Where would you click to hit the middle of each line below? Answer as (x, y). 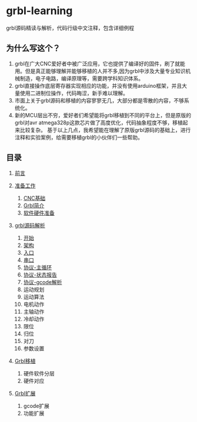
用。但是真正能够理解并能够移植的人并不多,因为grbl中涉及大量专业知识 (100, 71)
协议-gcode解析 (43, 282)
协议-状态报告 (40, 275)
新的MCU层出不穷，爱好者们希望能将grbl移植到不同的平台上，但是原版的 (103, 115)
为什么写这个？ (33, 48)
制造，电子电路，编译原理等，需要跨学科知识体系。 (82, 78)
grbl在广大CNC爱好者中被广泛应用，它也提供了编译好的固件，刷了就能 (100, 64)
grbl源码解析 (30, 225)
